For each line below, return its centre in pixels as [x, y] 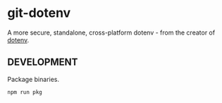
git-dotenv [39, 13]
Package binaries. [33, 79]
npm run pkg [25, 92]
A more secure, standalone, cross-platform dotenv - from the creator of [111, 32]
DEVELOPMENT [43, 62]
